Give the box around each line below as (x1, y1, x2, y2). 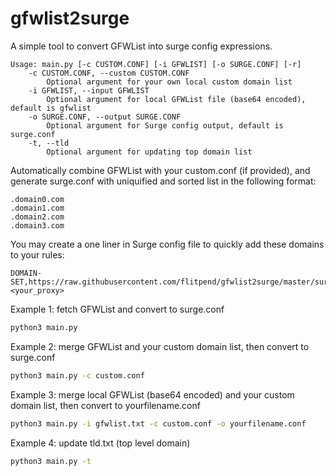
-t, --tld (28, 138, 70, 148)
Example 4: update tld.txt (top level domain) (10, 437, 191, 449)
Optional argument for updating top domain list (46, 147, 253, 157)
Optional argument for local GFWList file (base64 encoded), (46, 94, 307, 104)
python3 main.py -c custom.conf (10, 370, 145, 381)
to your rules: (10, 248, 65, 261)
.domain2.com (10, 212, 65, 222)
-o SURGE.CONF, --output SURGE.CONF (28, 112, 182, 122)
